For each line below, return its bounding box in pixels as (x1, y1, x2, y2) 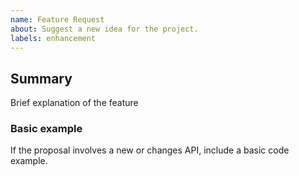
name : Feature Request (10, 14, 105, 25)
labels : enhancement (10, 33, 97, 43)
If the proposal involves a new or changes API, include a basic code (10, 144, 290, 156)
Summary (10, 70, 73, 87)
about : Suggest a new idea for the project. (10, 24, 199, 34)
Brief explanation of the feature (10, 97, 139, 109)
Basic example (10, 122, 83, 136)
